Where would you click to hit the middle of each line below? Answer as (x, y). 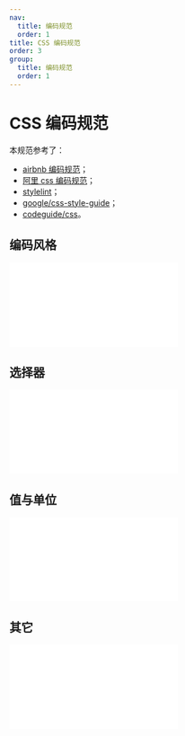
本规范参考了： (37, 150)
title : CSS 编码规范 (45, 43)
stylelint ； (41, 191)
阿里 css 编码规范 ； (59, 180)
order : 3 (26, 51)
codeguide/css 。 (54, 214)
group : (22, 59)
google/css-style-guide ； (70, 202)
